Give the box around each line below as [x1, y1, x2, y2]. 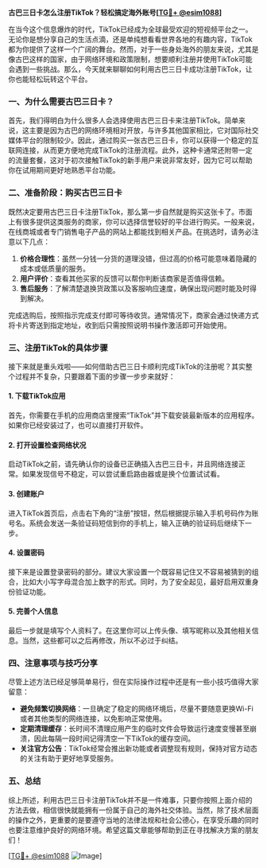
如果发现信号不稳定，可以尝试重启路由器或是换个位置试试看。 [21, 469, 224, 479]
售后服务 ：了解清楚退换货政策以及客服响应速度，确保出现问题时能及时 [19, 283, 250, 293]
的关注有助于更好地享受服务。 [19, 753, 118, 763]
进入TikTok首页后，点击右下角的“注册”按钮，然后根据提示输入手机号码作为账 [8, 508, 259, 518]
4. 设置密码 [8, 548, 45, 558]
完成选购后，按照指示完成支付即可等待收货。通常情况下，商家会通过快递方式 [8, 310, 259, 320]
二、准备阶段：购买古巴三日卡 [8, 187, 123, 198]
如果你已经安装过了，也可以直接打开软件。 [8, 421, 148, 430]
